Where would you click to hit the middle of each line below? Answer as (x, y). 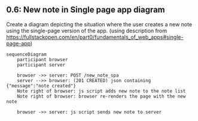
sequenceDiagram (26, 54)
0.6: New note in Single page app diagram (86, 10)
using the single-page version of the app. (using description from (87, 31)
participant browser (42, 59)
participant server (41, 65)
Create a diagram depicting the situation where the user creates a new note (99, 24)
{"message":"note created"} (41, 86)
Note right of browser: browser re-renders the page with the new (101, 96)
